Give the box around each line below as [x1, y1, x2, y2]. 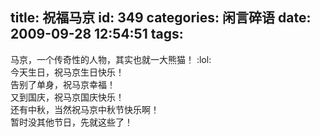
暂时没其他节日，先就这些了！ [10, 116, 133, 128]
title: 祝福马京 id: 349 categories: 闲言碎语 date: [10, 9, 312, 27]
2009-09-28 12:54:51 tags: [10, 26, 184, 43]
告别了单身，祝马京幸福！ [10, 78, 116, 90]
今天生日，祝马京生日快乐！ [10, 66, 125, 78]
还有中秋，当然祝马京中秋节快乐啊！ [10, 103, 160, 115]
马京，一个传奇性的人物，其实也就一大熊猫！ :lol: [10, 53, 212, 65]
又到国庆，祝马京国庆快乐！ [10, 91, 125, 103]
